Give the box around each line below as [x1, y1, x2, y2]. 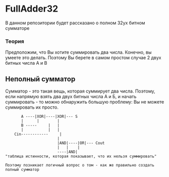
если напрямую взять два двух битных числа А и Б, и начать [5, 94, 137, 100]
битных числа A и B [5, 60, 47, 66]
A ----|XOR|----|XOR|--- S [21, 114, 78, 119]
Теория [5, 37, 24, 45]
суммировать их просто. [5, 104, 59, 110]
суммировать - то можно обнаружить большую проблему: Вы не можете [5, 99, 164, 105]
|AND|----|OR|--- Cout [57, 141, 105, 146]
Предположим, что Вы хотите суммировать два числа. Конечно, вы [5, 49, 152, 56]
